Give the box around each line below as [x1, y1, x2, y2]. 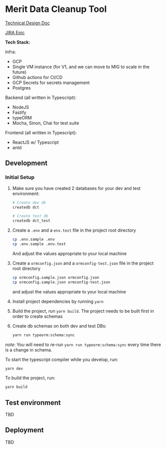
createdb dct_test [12, 218, 51, 223]
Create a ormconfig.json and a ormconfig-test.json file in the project [12, 260, 154, 266]
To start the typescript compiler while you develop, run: [5, 357, 118, 362]
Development [5, 159, 48, 168]
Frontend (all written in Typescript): [5, 129, 77, 135]
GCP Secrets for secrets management [12, 80, 90, 86]
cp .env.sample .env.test [12, 242, 66, 247]
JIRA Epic [5, 29, 25, 35]
